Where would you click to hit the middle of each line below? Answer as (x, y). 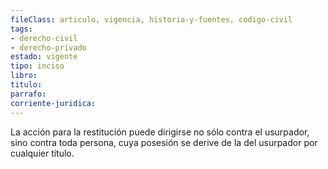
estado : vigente (44, 57)
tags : (21, 29)
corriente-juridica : (53, 103)
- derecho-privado (48, 47)
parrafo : (28, 94)
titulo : (26, 85)
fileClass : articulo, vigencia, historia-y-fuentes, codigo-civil (151, 19)
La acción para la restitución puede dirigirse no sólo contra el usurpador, (160, 132)
